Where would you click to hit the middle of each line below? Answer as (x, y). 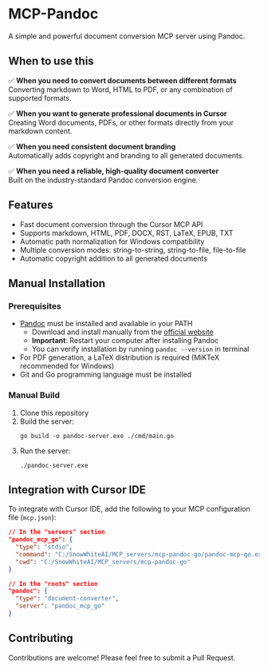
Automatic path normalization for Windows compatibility (112, 241)
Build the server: (47, 421)
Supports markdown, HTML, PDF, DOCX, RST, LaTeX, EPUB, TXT (126, 233)
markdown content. (40, 131)
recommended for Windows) (67, 366)
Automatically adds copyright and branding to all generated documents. (126, 155)
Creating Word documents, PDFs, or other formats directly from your (121, 122)
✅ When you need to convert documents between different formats (122, 80)
